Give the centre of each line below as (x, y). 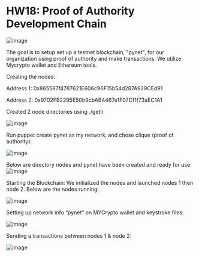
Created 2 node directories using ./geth (55, 111)
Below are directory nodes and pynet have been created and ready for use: (99, 164)
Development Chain (56, 24)
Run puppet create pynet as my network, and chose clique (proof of (90, 135)
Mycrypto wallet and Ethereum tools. (52, 65)
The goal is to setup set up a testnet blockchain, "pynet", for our (85, 52)
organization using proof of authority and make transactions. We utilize (94, 58)
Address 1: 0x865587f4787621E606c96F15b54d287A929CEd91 (85, 88)
